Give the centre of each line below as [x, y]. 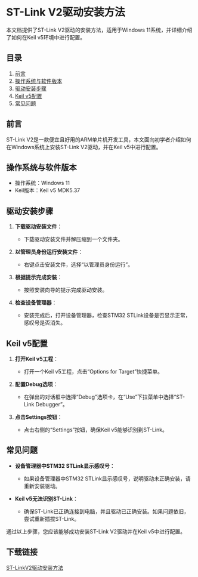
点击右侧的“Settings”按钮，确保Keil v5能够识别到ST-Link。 [96, 430]
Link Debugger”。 [46, 404]
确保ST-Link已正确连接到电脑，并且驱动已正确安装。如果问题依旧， [106, 511]
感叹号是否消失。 [45, 323]
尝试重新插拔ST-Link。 [52, 519]
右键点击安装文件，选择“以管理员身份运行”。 [78, 265]
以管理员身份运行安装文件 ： [49, 252]
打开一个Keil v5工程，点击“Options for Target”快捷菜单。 [93, 371]
